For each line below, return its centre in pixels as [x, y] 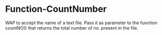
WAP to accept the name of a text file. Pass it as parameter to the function [81, 23]
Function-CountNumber [56, 9]
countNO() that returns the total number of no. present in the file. [72, 28]
